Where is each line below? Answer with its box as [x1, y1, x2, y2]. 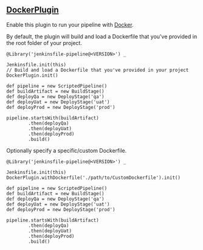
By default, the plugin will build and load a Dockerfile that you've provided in [6, 33, 198, 40]
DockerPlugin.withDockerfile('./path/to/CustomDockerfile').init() [6, 175, 181, 181]
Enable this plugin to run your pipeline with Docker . [6, 21, 134, 28]
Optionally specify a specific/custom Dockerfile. [6, 147, 127, 154]
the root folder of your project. [6, 39, 82, 46]
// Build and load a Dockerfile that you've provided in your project [6, 67, 189, 73]
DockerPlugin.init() [6, 72, 59, 78]
